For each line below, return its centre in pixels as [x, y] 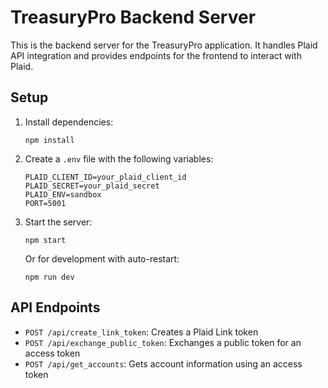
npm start [45, 240]
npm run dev [49, 277]
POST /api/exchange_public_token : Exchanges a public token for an [163, 342]
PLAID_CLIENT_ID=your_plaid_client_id [105, 177]
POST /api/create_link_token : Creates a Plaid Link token [141, 332]
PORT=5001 [45, 203]
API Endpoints [55, 307]
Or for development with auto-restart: [102, 258]
